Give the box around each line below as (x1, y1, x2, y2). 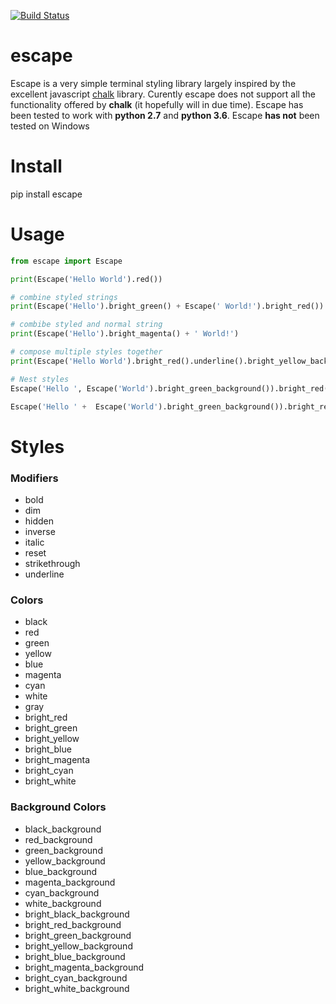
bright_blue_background (24, 950, 126, 962)
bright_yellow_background (24, 940, 133, 952)
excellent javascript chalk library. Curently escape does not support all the (10, 88, 316, 100)
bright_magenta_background (24, 961, 145, 973)
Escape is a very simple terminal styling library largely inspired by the (10, 77, 297, 89)
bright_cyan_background (24, 971, 128, 984)
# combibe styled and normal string (10, 320, 163, 330)
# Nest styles (10, 374, 70, 384)
